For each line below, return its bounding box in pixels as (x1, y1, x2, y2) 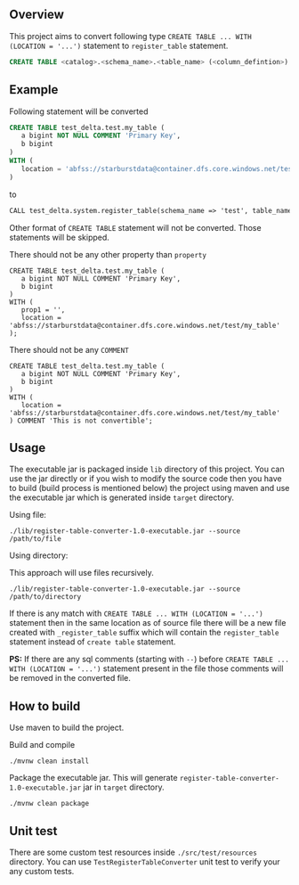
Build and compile (9, 740, 76, 750)
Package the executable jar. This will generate (9, 773, 178, 783)
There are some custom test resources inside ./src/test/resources (9, 847, 258, 857)
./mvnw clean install (9, 757, 90, 766)
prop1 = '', (20, 305, 66, 315)
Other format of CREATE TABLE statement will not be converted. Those (9, 222, 262, 233)
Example (9, 82, 59, 97)
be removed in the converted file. (9, 673, 132, 684)
